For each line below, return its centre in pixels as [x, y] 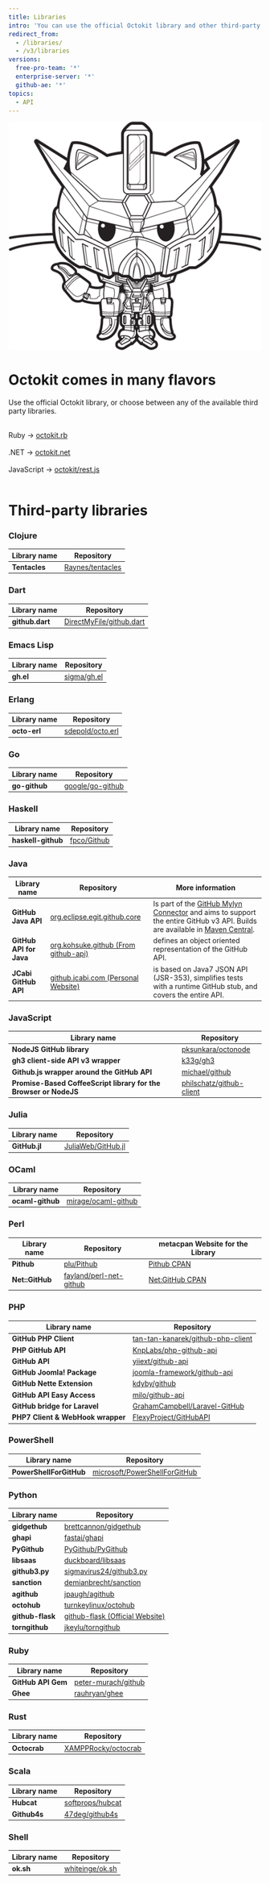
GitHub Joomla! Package [54, 1372]
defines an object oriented [196, 941]
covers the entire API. [188, 995]
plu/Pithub [81, 1264]
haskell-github [37, 840]
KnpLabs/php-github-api [175, 1350]
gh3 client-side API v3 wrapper [66, 1061]
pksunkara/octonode [216, 1050]
